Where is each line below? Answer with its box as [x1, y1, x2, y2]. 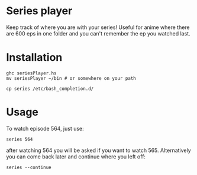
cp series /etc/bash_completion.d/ [6, 86, 94, 92]
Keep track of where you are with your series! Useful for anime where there [6, 24, 190, 31]
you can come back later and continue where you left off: [6, 153, 146, 160]
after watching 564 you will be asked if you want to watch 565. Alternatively [6, 147, 191, 154]
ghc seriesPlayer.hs [6, 70, 57, 76]
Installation [6, 51, 63, 64]
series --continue [6, 164, 51, 170]
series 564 [6, 136, 33, 142]
